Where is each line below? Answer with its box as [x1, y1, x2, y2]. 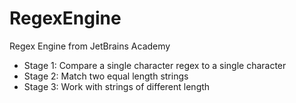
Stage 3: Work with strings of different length [23, 80, 211, 92]
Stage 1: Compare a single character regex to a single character [23, 59, 287, 71]
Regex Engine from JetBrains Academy [9, 40, 171, 52]
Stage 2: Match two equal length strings [23, 70, 189, 82]
